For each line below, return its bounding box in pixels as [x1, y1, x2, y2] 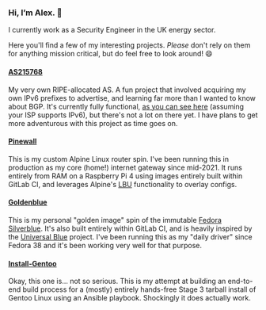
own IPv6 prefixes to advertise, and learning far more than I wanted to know [8, 93, 256, 102]
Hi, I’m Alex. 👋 [8, 7, 63, 18]
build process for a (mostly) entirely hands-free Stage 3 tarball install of [22, 285, 256, 294]
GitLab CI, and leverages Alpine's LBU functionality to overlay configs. [8, 179, 237, 189]
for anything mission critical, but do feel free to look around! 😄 [8, 49, 213, 59]
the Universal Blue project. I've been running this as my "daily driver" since [8, 232, 253, 241]
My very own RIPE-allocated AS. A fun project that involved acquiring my [8, 85, 247, 94]
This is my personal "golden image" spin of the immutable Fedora [8, 215, 222, 224]
